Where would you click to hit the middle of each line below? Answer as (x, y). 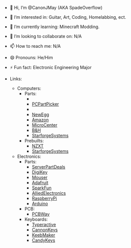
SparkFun (42, 188)
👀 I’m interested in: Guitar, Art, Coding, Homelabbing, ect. (68, 17)
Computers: (29, 88)
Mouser (40, 177)
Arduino (40, 204)
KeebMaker (44, 235)
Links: (16, 79)
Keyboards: (36, 219)
